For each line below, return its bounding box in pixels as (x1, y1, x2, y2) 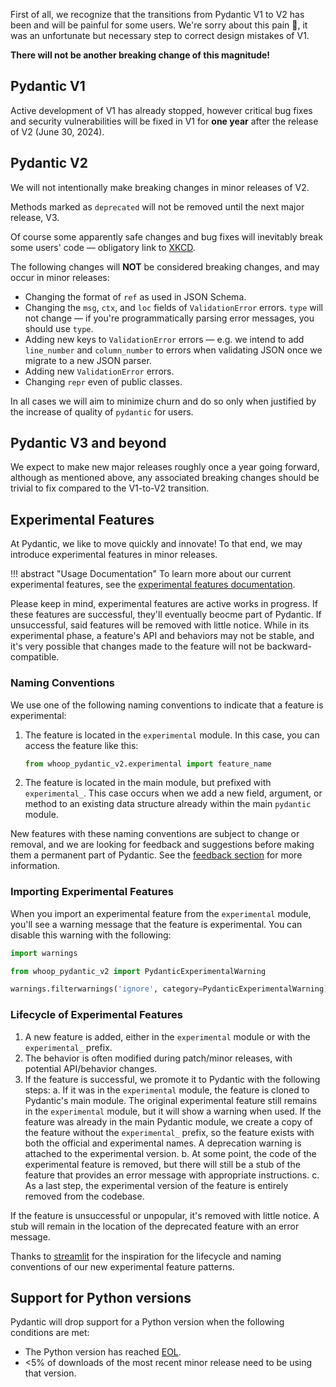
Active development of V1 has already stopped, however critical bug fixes (10, 104, 313, 116)
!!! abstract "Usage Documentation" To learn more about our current (10, 568, 292, 580)
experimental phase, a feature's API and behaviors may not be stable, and (10, 630, 315, 642)
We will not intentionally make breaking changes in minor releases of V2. (10, 181, 310, 193)
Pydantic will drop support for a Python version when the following (10, 1316, 285, 1328)
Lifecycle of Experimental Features (10, 1008, 183, 1022)
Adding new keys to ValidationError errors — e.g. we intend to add (24, 333, 305, 345)
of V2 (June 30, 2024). (10, 125, 105, 138)
